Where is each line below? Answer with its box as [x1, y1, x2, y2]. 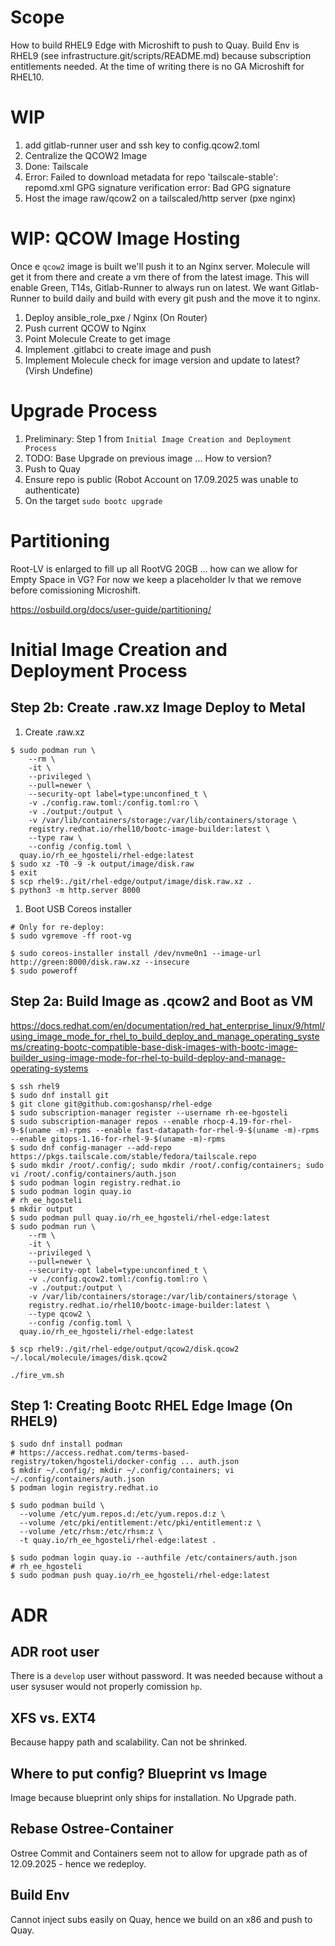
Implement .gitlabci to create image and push [24, 343, 212, 355]
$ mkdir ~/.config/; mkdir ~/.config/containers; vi [10, 1466, 235, 1476]
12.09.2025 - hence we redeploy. [10, 1857, 147, 1870]
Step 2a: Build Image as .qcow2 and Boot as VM [10, 993, 314, 1010]
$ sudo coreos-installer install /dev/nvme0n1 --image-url [10, 948, 262, 958]
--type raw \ [28, 832, 83, 843]
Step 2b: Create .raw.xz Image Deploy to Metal [10, 699, 306, 716]
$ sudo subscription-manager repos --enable [10, 1116, 199, 1126]
